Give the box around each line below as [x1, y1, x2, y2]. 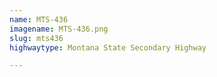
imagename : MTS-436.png [9, 24, 109, 34]
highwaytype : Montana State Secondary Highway [9, 42, 207, 53]
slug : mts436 [9, 33, 64, 43]
